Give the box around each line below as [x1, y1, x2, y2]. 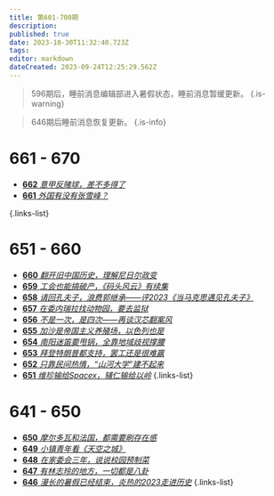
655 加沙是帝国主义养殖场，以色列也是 [21, 325, 165, 336]
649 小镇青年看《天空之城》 [21, 443, 126, 454]
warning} [30, 98, 65, 109]
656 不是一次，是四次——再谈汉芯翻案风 [21, 313, 173, 325]
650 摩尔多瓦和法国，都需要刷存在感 [21, 432, 157, 443]
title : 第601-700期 [9, 12, 79, 22]
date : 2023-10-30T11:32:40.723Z [9, 37, 129, 47]
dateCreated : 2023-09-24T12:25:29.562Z [9, 63, 157, 72]
